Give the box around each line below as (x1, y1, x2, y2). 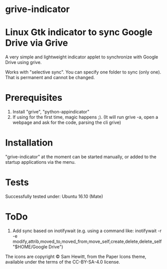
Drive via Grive (5, 37, 68, 49)
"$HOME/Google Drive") (12, 243, 63, 250)
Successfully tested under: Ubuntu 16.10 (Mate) (5, 193, 103, 199)
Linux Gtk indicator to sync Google (5, 27, 152, 38)
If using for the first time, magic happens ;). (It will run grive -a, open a (12, 114, 158, 120)
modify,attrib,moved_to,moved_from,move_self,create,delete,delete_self (12, 238, 162, 244)
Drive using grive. (5, 59, 42, 65)
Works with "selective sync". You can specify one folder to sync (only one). (5, 69, 161, 75)
